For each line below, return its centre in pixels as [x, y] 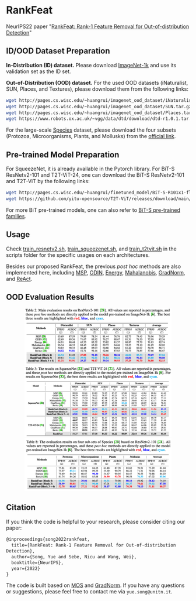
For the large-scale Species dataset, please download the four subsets [91, 130]
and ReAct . [19, 279]
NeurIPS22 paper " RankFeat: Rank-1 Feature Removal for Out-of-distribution [98, 26]
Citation [21, 508]
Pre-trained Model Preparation [63, 155]
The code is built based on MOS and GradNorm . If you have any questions [95, 585]
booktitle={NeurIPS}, [38, 562]
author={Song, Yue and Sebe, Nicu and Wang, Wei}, [74, 557]
